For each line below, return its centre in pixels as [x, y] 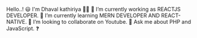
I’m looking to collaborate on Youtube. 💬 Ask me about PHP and [112, 22]
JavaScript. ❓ [23, 28]
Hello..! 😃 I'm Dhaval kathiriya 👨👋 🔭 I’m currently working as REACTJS [94, 9]
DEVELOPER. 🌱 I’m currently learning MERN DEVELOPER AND [83, 15]
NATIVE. [17, 22]
